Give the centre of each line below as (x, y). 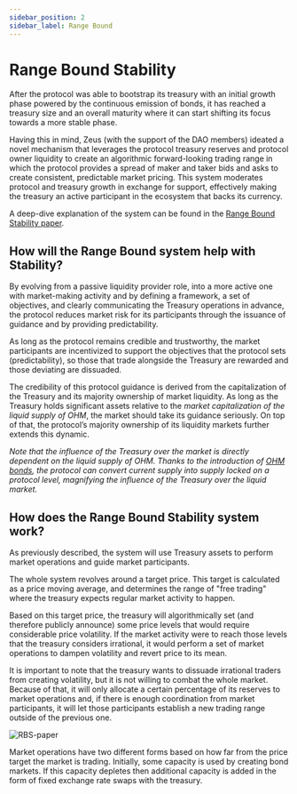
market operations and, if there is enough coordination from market (132, 699)
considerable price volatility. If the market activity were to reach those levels (148, 634)
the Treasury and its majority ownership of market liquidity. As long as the (144, 397)
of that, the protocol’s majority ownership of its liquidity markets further (139, 425)
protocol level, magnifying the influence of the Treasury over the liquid (138, 480)
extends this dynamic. (50, 434)
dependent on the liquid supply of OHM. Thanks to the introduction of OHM (147, 461)
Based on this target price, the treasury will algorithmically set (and (132, 615)
